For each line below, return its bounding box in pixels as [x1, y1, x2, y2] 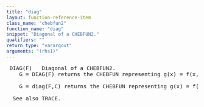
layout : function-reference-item [6, 15, 91, 21]
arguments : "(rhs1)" [6, 48, 59, 54]
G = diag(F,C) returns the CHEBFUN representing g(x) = [19, 83, 190, 89]
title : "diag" [6, 8, 43, 15]
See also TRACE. [12, 95, 62, 102]
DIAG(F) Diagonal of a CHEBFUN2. [9, 65, 116, 71]
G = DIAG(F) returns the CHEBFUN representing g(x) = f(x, [19, 71, 199, 77]
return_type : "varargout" [6, 43, 72, 49]
